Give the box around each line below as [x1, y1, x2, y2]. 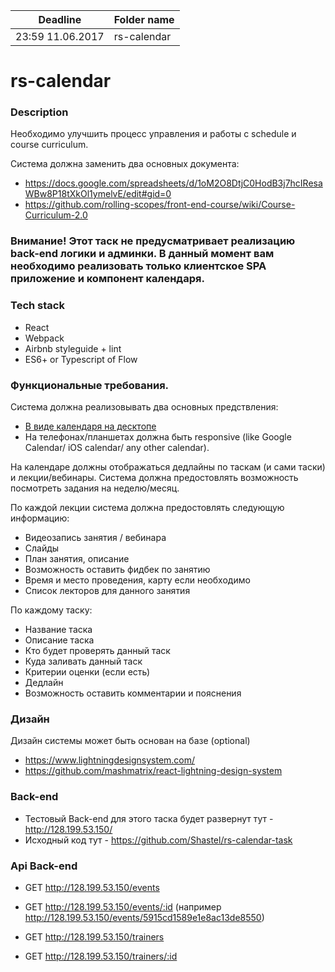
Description [10, 105, 69, 119]
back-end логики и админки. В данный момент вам [10, 247, 275, 261]
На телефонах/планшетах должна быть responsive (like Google [24, 431, 292, 443]
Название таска [24, 624, 93, 635]
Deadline [38, 13, 82, 26]
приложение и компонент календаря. [10, 272, 205, 286]
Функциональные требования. [10, 378, 170, 392]
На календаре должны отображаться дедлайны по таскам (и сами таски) [10, 461, 326, 473]
